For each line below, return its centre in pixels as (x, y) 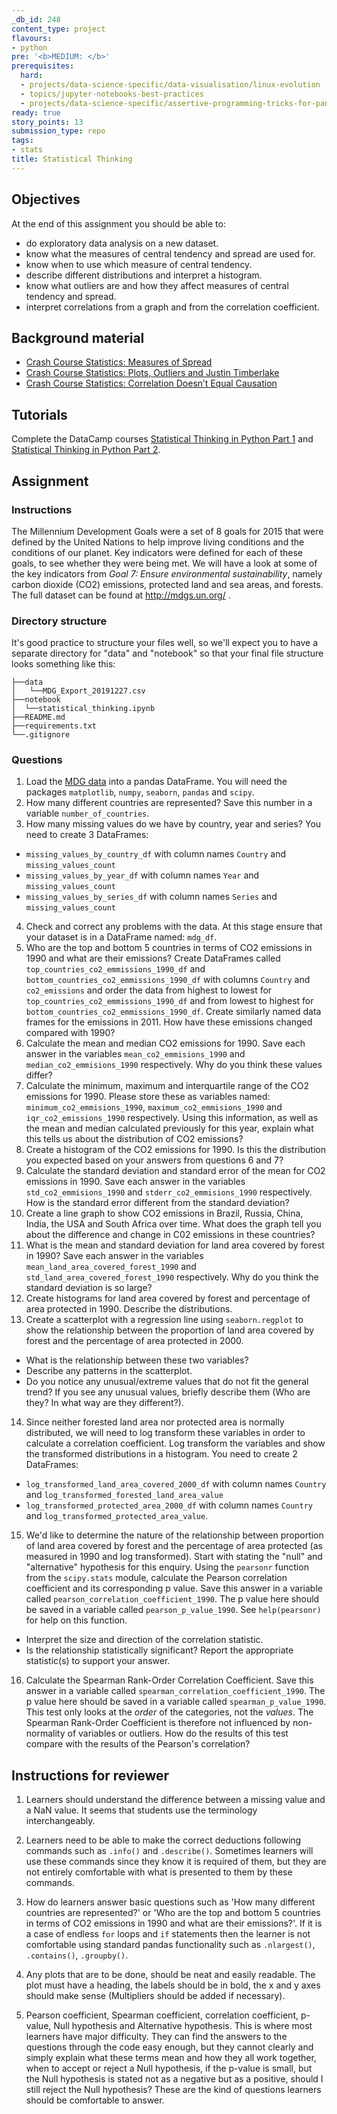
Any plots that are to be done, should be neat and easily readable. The (170, 1975)
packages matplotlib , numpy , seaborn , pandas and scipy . (140, 792)
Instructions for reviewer (90, 1775)
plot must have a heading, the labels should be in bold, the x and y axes (173, 1985)
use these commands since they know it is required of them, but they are (176, 1862)
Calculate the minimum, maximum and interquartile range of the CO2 (167, 1086)
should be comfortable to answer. (95, 2100)
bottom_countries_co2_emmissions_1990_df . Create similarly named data (173, 1012)
